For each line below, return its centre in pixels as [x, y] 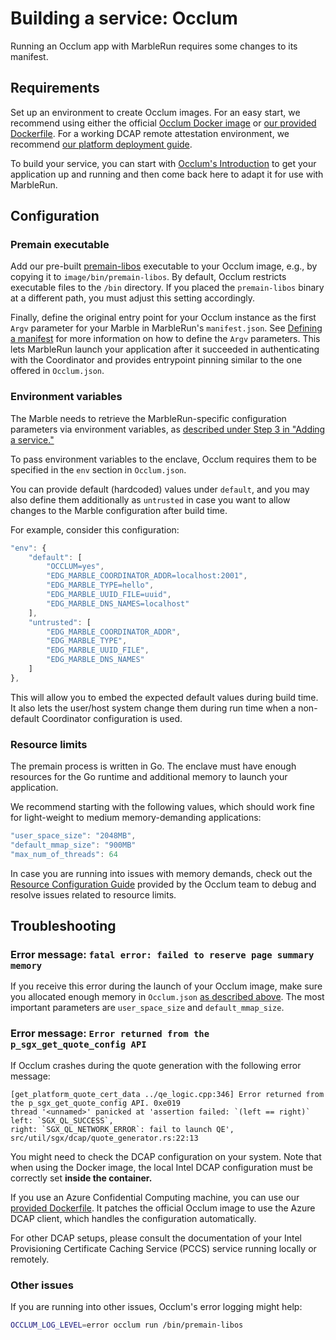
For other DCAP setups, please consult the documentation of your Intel [156, 1238]
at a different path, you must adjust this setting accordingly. [133, 298]
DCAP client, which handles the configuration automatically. [133, 1218]
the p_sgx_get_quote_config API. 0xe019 [96, 1103]
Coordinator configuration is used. [112, 718]
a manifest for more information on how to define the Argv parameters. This [165, 339]
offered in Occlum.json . [57, 371]
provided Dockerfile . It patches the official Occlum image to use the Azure [163, 1208]
